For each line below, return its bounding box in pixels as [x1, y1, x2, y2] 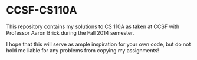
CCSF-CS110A [6, 4, 78, 17]
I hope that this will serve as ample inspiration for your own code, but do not [6, 41, 191, 48]
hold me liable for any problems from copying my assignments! [6, 46, 159, 54]
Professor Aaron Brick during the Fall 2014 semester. [6, 29, 134, 36]
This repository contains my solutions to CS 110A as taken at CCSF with [6, 23, 180, 30]
